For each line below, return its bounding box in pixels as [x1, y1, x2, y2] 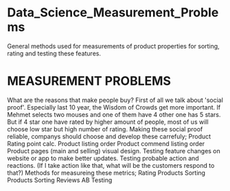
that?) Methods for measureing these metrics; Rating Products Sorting [7, 168, 206, 177]
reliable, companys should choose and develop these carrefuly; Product [7, 132, 211, 140]
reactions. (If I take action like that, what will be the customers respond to [7, 161, 215, 169]
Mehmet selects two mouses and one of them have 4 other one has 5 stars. [7, 110, 221, 118]
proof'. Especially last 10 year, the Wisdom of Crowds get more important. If [7, 103, 221, 111]
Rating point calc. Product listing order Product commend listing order [7, 139, 205, 148]
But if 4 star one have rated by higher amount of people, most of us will [7, 118, 209, 126]
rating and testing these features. [7, 49, 102, 58]
